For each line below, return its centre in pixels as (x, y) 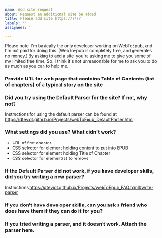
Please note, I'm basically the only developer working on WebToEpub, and (79, 46)
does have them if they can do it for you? (54, 211)
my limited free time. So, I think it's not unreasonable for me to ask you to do (81, 61)
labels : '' (16, 23)
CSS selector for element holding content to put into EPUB (70, 148)
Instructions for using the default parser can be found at (61, 114)
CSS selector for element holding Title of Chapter (61, 153)
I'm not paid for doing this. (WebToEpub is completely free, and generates (79, 51)
